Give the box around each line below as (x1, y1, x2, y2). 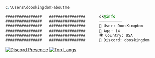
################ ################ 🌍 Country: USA (5, 33, 133, 38)
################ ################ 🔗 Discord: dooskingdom (5, 38, 150, 43)
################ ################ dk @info (5, 14, 116, 19)
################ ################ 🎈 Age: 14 (5, 28, 120, 33)
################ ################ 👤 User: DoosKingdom (5, 23, 143, 28)
